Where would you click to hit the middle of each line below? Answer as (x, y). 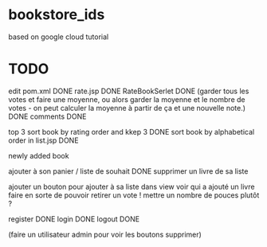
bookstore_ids (57, 15)
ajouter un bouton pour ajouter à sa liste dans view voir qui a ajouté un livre (132, 186)
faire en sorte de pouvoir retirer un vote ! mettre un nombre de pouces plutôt (134, 195)
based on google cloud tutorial (59, 37)
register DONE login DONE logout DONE (74, 219)
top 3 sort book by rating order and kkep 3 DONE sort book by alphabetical (132, 131)
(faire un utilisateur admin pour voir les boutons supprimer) (105, 234)
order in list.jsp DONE (43, 140)
